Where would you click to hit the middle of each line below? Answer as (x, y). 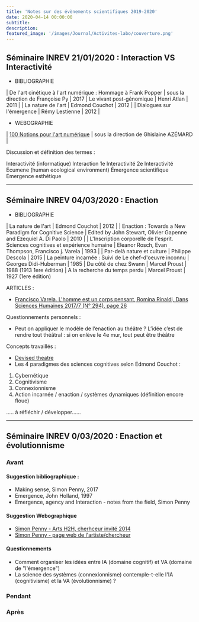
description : (22, 28)
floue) (22, 401)
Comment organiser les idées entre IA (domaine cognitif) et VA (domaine (103, 562)
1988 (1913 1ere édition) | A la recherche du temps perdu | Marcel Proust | (96, 270)
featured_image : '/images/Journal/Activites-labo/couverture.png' (90, 34)
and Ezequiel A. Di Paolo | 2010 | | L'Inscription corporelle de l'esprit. (90, 239)
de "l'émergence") (37, 568)
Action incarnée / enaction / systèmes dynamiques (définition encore (99, 394)
